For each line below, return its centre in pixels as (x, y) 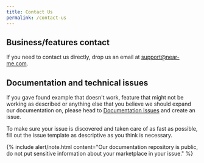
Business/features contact (58, 42)
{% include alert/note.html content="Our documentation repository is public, (102, 147)
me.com (17, 63)
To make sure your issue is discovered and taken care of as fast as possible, (102, 129)
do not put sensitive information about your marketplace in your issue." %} (100, 154)
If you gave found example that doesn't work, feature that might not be (95, 98)
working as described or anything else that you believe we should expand (99, 104)
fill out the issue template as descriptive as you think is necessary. (89, 136)
